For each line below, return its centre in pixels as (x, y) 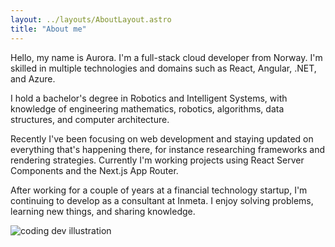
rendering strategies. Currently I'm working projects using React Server (157, 160)
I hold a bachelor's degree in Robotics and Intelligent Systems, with (149, 98)
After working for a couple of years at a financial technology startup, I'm (159, 190)
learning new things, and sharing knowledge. (103, 211)
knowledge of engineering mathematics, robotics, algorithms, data (147, 108)
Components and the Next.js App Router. (94, 170)
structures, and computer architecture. (90, 119)
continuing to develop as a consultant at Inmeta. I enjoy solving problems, (162, 200)
